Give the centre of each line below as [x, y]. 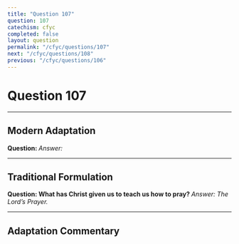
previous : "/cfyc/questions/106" [57, 61]
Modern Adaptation [52, 131]
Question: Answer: [35, 148]
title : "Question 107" [41, 14]
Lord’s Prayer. [28, 202]
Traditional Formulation [60, 177]
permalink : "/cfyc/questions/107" [59, 47]
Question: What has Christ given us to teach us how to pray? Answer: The [118, 194]
